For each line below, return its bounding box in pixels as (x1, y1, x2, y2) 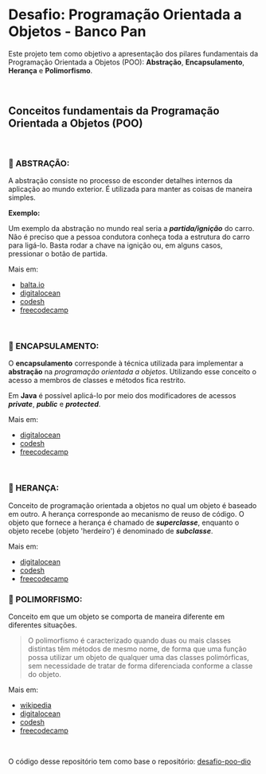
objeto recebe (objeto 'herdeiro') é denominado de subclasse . (8, 526, 213, 535)
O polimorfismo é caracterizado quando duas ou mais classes (27, 635, 231, 645)
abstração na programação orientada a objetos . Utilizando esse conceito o (8, 367, 257, 377)
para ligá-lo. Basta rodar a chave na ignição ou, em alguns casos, (8, 240, 223, 250)
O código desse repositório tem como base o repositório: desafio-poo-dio (8, 756, 252, 766)
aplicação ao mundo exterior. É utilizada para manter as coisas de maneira (8, 185, 252, 194)
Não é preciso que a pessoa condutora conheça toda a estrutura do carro (8, 233, 251, 242)
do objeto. (27, 669, 62, 678)
